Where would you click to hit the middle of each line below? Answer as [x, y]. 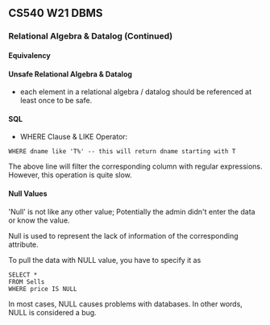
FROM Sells [27, 281]
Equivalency [29, 55]
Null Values [28, 194]
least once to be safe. [56, 101]
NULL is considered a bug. [52, 312]
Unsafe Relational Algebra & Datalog [71, 74]
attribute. [23, 244]
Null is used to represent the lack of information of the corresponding [124, 235]
